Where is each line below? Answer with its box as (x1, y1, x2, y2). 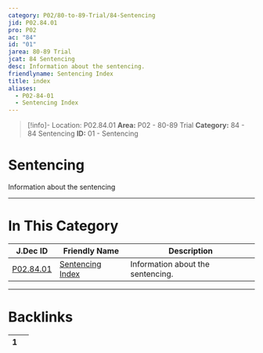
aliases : (8, 84, 37, 93)
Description (168, 246, 214, 256)
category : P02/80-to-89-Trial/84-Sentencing (8, 11, 156, 20)
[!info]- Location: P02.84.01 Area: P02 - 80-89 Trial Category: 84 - (27, 121, 245, 130)
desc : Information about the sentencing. (8, 63, 146, 71)
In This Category (8, 217, 119, 235)
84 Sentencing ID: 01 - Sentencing (27, 129, 139, 138)
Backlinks (8, 308, 74, 326)
